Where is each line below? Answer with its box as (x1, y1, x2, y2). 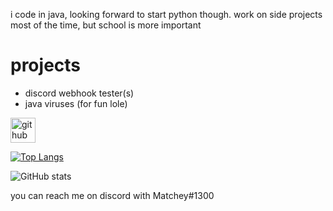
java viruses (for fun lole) (24, 97, 128, 109)
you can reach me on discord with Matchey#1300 (10, 189, 215, 201)
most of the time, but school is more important (10, 19, 202, 31)
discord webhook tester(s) (24, 87, 135, 99)
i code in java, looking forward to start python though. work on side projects (10, 9, 323, 20)
